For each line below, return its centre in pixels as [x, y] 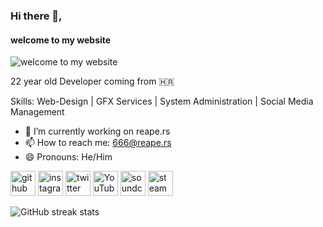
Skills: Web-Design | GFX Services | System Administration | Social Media [162, 101]
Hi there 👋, [36, 16]
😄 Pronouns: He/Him [68, 157]
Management [37, 112]
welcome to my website [61, 40]
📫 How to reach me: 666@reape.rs [98, 143]
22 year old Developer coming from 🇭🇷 [92, 81]
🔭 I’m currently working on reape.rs [97, 131]
